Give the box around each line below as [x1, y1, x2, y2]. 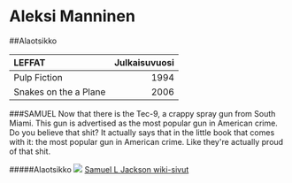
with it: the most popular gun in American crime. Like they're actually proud [9, 136, 284, 147]
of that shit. [9, 146, 51, 156]
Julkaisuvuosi [114, 56, 175, 68]
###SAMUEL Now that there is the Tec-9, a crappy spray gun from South [9, 108, 276, 118]
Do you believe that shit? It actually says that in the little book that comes [9, 126, 275, 138]
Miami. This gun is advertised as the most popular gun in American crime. [9, 118, 279, 128]
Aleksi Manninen [9, 6, 135, 27]
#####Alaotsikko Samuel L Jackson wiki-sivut [9, 164, 189, 174]
